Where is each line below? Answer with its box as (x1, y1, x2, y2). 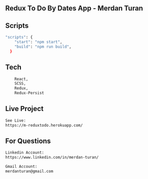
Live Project (5, 104, 44, 113)
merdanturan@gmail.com (5, 169, 53, 174)
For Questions (5, 136, 51, 145)
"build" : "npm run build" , (14, 44, 72, 49)
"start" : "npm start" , (14, 40, 63, 45)
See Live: (5, 118, 26, 123)
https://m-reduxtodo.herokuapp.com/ (5, 123, 83, 128)
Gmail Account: (5, 164, 38, 169)
